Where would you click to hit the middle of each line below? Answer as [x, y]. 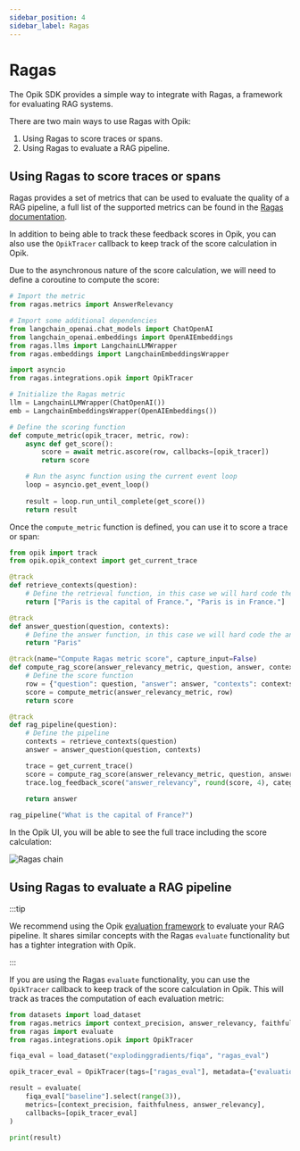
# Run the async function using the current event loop [132, 477]
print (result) [36, 1138]
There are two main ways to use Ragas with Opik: [100, 121]
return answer [51, 799]
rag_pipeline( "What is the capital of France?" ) [101, 815]
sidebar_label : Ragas [50, 26]
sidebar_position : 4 [48, 17]
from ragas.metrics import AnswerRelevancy [92, 304]
